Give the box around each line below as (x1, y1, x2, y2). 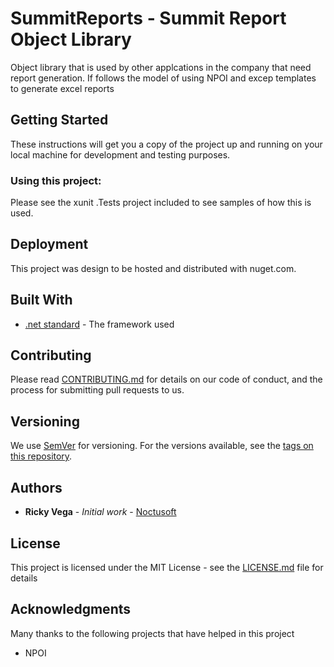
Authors (10, 479, 63, 496)
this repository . (10, 450, 73, 462)
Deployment (10, 236, 89, 253)
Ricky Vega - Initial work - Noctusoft (24, 506, 177, 518)
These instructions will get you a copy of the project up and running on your (10, 138, 323, 150)
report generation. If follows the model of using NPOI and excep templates (10, 72, 317, 84)
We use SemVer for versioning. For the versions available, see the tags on (10, 440, 314, 452)
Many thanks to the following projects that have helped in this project (10, 627, 295, 639)
